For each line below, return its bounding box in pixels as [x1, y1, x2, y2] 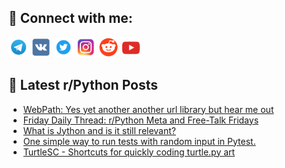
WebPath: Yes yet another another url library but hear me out [22, 103, 275, 115]
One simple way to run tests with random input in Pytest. [22, 135, 256, 147]
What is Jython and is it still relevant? [22, 124, 176, 136]
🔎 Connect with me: [8, 10, 133, 27]
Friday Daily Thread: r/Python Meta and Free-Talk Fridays [22, 114, 260, 126]
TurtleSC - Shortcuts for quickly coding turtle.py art [22, 146, 236, 158]
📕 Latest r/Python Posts [8, 77, 159, 94]
